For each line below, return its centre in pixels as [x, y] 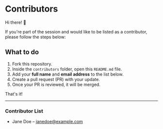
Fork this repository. [32, 64]
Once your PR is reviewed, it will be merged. [56, 84]
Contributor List [24, 111]
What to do [22, 52]
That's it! [14, 94]
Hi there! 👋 [16, 22]
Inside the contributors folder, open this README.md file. [67, 69]
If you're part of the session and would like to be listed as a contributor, [76, 32]
